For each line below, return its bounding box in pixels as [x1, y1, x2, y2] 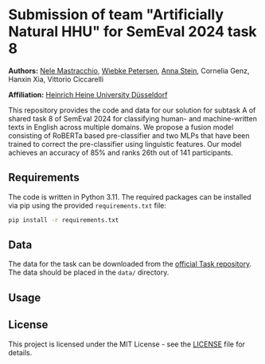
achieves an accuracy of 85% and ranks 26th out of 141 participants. [8, 148, 233, 157]
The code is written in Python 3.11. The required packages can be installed [8, 192, 252, 201]
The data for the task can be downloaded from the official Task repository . [8, 259, 252, 269]
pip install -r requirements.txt [8, 216, 119, 224]
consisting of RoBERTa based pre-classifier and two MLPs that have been [8, 130, 250, 140]
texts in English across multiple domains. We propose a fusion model [8, 122, 234, 132]
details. [8, 347, 33, 357]
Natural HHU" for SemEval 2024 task [8, 22, 257, 41]
